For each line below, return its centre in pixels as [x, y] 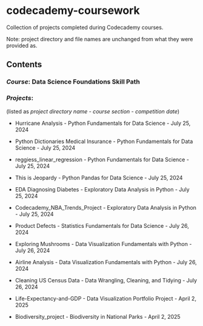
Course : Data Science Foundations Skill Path [73, 82]
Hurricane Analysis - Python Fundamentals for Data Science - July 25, [103, 123]
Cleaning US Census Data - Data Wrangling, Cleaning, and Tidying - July [106, 280]
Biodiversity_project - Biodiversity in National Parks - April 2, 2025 [98, 316]
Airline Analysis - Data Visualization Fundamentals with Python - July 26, [106, 262]
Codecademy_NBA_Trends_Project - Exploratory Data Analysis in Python [106, 207]
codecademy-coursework [73, 11]
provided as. [22, 45]
